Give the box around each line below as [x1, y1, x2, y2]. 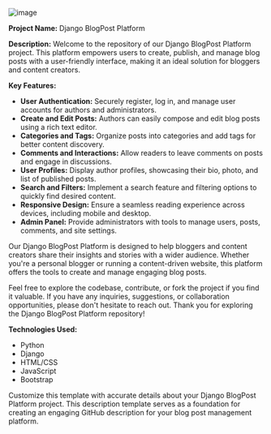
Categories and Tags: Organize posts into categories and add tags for [19, 131, 256, 140]
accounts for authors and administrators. [19, 105, 157, 114]
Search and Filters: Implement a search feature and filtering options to [19, 183, 257, 192]
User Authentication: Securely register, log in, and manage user [19, 97, 236, 105]
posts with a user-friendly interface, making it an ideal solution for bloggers [8, 57, 260, 66]
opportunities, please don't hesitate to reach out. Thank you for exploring [8, 300, 253, 310]
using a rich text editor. [19, 122, 97, 131]
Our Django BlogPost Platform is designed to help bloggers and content [8, 242, 247, 251]
